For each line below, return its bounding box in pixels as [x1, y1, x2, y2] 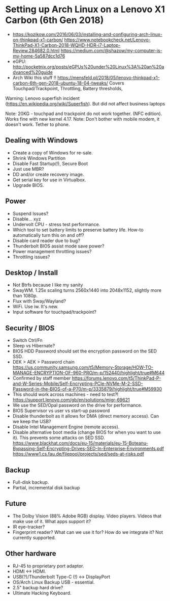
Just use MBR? [12, 166, 44, 172]
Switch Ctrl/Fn [12, 337, 43, 343]
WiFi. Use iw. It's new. [12, 304, 59, 310]
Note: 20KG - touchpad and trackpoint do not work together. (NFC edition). [5, 111, 162, 117]
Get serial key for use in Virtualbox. [12, 177, 86, 183]
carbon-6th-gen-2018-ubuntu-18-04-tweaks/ [12, 80, 108, 86]
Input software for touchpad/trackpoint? [12, 309, 96, 315]
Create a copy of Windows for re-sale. [12, 149, 93, 156]
